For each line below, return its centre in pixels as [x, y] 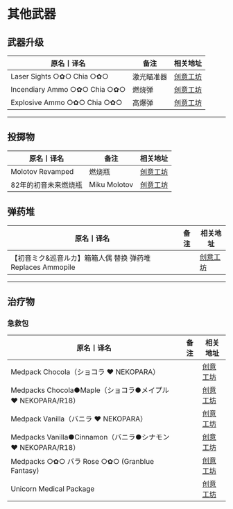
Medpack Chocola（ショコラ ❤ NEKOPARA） [85, 372]
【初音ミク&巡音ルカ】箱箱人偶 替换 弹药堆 [81, 258]
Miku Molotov [111, 184]
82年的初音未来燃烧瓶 [46, 185]
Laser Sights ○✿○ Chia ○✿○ [60, 76]
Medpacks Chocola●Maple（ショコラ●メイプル [90, 390]
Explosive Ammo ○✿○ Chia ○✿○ [67, 103]
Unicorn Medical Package [53, 489]
